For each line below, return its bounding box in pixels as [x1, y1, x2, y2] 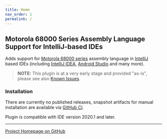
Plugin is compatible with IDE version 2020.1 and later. [5, 114, 116, 120]
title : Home [5, 7, 30, 12]
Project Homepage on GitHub [5, 128, 66, 134]
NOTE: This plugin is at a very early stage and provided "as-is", [17, 70, 148, 77]
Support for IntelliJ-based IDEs [5, 43, 103, 51]
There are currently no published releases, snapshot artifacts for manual [5, 99, 154, 105]
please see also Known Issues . [17, 76, 81, 82]
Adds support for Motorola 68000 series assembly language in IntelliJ [5, 55, 149, 62]
